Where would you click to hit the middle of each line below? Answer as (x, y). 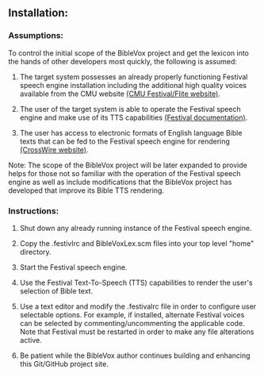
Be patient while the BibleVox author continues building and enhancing (135, 355)
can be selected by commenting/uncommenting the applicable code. (132, 323)
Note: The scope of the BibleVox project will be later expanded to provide (128, 165)
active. (31, 340)
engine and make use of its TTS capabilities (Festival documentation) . (134, 117)
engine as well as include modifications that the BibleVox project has (120, 182)
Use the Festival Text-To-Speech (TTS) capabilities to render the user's (136, 282)
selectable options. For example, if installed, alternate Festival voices (132, 315)
